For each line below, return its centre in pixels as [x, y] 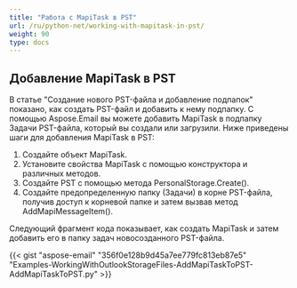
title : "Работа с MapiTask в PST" [73, 17]
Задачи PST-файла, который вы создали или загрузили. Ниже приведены [149, 128]
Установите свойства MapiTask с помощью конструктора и [135, 164]
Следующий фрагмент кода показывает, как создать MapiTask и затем [144, 228]
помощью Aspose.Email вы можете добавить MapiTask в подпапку [136, 119]
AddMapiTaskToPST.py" [53, 274]
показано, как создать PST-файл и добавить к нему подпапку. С [132, 109]
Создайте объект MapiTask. [74, 155]
